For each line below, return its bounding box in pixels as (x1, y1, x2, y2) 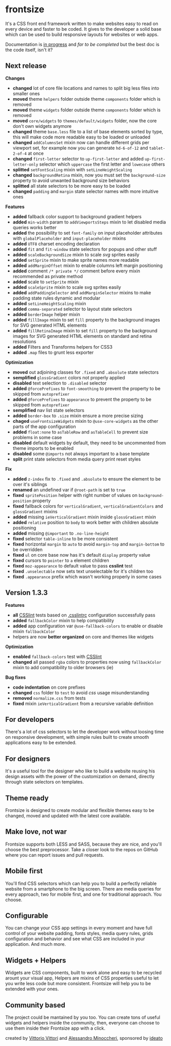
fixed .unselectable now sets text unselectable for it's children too (12, 568, 154, 574)
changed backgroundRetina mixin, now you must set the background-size (12, 172, 166, 178)
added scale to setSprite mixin (12, 279, 79, 285)
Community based (5, 1000, 65, 1009)
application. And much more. (5, 941, 66, 947)
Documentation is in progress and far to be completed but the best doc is (5, 41, 160, 47)
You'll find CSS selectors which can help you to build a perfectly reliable (5, 880, 157, 886)
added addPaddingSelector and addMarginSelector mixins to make (12, 289, 152, 295)
